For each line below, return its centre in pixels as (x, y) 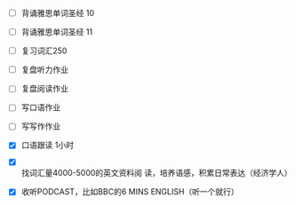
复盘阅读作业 (44, 89)
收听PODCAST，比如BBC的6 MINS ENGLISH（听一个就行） (130, 192)
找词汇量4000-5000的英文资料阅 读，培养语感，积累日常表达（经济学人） (156, 173)
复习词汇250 (44, 51)
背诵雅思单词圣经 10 (58, 13)
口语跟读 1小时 (48, 146)
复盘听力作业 (44, 70)
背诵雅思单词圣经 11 (57, 32)
